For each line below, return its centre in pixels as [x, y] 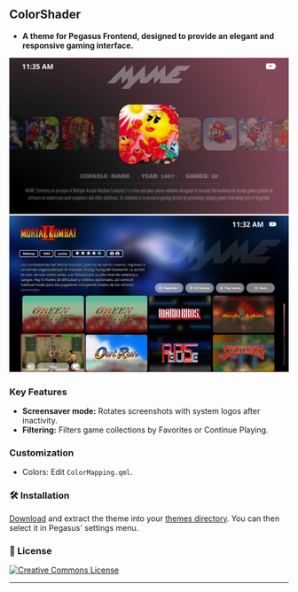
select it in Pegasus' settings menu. [74, 527]
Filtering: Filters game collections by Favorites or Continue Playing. [145, 430]
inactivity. [39, 421]
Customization [42, 453]
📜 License [31, 550]
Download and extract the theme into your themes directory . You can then [145, 518]
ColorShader [45, 15]
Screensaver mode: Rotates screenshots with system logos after [141, 411]
